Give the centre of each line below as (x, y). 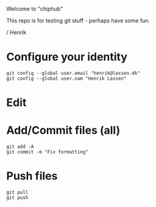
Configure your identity (67, 57)
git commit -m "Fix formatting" (47, 152)
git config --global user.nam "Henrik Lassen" (66, 79)
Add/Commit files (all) (63, 131)
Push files (32, 176)
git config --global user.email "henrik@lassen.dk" (73, 73)
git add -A (20, 147)
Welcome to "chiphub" (35, 9)
